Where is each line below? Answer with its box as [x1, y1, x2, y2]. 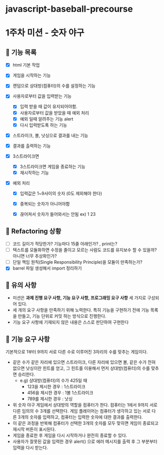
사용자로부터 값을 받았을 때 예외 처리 [20, 110, 89, 116]
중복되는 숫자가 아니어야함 [20, 201, 70, 207]
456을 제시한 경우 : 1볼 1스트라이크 [27, 390, 94, 395]
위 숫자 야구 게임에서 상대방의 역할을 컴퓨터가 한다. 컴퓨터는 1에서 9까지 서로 [12, 402, 158, 408]
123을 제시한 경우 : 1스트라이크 [27, 383, 86, 389]
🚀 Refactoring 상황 [5, 227, 61, 235]
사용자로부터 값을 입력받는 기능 [12, 93, 72, 99]
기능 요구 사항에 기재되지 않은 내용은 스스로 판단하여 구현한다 [12, 319, 129, 325]
